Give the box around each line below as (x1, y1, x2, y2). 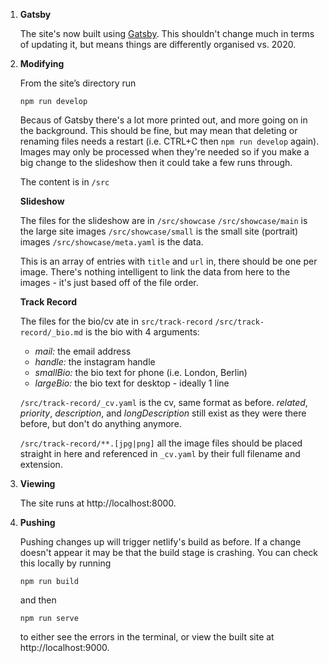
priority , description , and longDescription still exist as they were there (19, 407, 307, 419)
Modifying (19, 58, 65, 69)
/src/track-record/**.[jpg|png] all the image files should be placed (19, 437, 303, 449)
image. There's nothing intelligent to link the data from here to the (19, 266, 291, 278)
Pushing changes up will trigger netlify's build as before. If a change (19, 536, 302, 548)
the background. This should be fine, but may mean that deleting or (19, 125, 298, 136)
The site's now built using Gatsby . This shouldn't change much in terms (19, 28, 315, 39)
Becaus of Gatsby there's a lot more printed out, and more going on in (19, 114, 308, 126)
